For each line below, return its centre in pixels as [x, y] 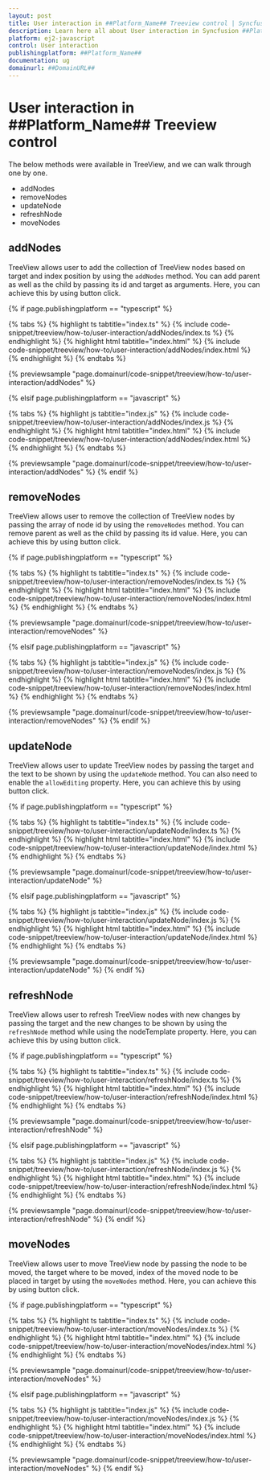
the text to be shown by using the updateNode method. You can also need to [133, 774]
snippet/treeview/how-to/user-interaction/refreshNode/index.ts [113, 1080]
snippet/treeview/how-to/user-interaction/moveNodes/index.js [112, 1418]
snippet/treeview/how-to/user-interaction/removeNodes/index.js [115, 671]
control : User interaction [53, 46]
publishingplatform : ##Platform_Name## [75, 53]
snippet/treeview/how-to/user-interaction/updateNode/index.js [112, 920]
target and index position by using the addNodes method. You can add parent [134, 276]
